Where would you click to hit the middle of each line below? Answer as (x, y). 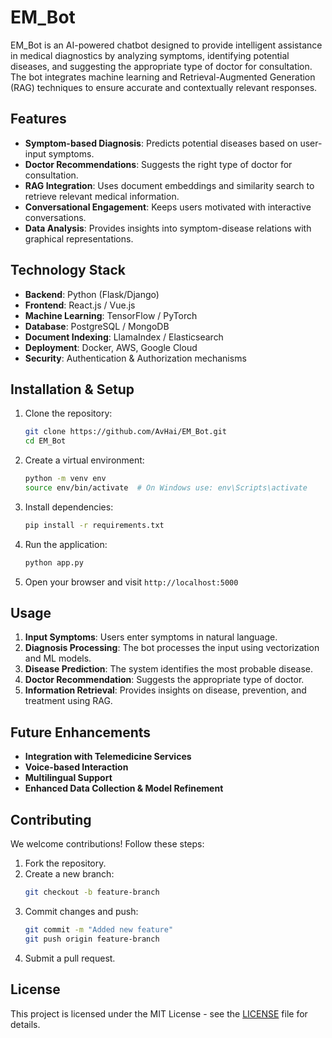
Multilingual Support (68, 778)
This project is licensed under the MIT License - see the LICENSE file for (159, 1013)
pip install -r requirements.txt (94, 525)
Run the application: (66, 544)
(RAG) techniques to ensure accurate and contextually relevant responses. (164, 87)
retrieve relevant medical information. (102, 196)
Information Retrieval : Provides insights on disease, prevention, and (165, 690)
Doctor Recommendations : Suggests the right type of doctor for (158, 164)
